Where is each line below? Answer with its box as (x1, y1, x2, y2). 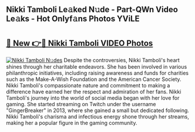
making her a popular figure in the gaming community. (6, 120, 137, 126)
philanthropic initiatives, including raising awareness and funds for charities (6, 70, 189, 76)
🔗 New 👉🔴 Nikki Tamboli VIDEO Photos (6, 38, 153, 48)
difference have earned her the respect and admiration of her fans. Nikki (6, 88, 181, 95)
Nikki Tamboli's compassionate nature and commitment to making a (6, 82, 170, 89)
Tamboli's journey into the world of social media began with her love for (6, 94, 180, 101)
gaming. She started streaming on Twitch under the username (6, 101, 157, 107)
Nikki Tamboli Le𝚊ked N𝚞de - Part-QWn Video (6, 5, 178, 15)
